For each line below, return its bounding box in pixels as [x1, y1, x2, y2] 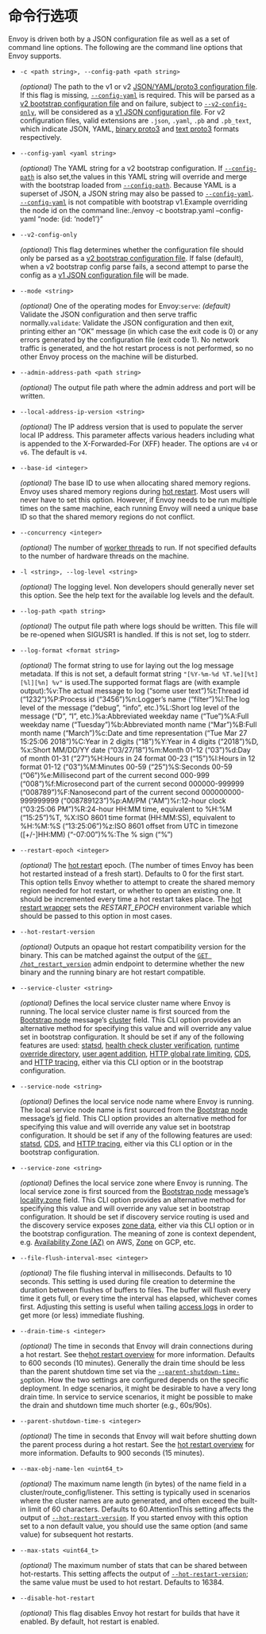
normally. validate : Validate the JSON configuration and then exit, [19, 317, 234, 327]
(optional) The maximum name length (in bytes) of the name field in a [19, 1479, 247, 1488]
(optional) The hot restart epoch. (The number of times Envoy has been [19, 860, 254, 870]
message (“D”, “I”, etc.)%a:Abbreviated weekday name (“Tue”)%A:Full [19, 711, 249, 721]
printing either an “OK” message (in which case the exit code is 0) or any [19, 326, 259, 336]
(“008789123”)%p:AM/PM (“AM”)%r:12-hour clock [60, 796, 226, 805]
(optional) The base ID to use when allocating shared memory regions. [19, 478, 252, 488]
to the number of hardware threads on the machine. [19, 551, 189, 561]
